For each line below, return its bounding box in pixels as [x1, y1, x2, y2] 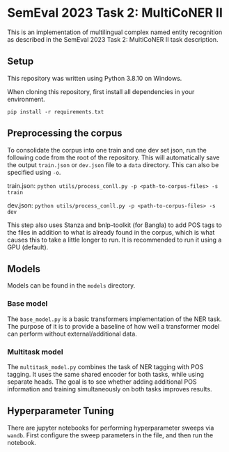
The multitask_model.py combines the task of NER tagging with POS [7, 362, 204, 371]
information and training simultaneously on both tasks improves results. [7, 384, 212, 393]
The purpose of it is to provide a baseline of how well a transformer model [7, 322, 220, 330]
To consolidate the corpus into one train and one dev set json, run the [7, 146, 207, 154]
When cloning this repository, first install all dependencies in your [7, 87, 195, 95]
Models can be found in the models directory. [7, 281, 136, 290]
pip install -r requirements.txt [7, 108, 104, 116]
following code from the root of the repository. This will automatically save [7, 153, 221, 162]
